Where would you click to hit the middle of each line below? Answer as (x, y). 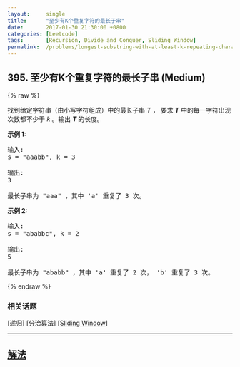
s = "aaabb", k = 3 (41, 157)
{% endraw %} (29, 286)
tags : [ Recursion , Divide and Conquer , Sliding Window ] (102, 41)
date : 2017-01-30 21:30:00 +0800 (67, 27)
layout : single (36, 14)
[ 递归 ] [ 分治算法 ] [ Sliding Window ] (58, 323)
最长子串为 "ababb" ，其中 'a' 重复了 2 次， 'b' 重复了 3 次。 (111, 272)
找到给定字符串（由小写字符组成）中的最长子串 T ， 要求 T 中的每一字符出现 (119, 110)
